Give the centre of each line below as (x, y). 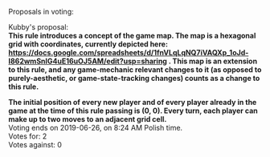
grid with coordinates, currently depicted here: (88, 44)
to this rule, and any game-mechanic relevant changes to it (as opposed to (135, 70)
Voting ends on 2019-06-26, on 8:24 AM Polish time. (96, 128)
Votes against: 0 (35, 145)
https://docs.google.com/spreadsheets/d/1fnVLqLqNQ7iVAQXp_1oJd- (129, 52)
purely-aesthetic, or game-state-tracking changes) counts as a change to (134, 78)
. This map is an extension (213, 61)
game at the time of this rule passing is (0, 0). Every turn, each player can (133, 111)
